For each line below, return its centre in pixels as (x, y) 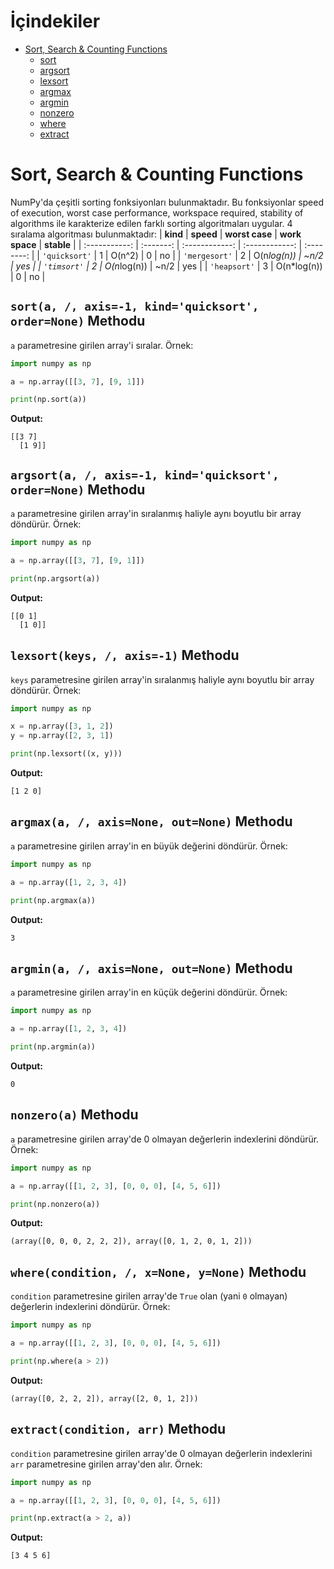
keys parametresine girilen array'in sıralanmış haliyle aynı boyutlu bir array (162, 679)
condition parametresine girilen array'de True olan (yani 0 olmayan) (149, 1296)
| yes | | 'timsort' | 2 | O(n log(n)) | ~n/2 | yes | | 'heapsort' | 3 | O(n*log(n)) (166, 266)
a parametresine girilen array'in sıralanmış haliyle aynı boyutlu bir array (156, 514)
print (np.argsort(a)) (55, 578)
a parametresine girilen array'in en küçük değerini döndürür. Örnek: (149, 992)
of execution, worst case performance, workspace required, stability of (157, 212)
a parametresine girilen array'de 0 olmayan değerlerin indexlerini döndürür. (165, 1139)
